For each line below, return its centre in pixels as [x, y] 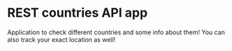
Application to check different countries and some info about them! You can [116, 32]
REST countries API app [78, 13]
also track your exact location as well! [61, 39]
